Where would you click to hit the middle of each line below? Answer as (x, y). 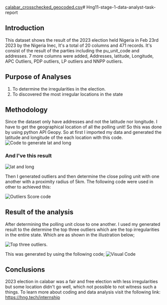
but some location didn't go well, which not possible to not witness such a (81, 287)
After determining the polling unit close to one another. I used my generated (83, 224)
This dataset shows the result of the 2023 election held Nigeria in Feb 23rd (82, 40)
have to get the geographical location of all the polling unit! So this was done (83, 127)
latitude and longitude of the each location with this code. (64, 138)
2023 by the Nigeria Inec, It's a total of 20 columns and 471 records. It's (79, 45)
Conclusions (25, 269)
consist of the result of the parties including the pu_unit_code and (72, 51)
